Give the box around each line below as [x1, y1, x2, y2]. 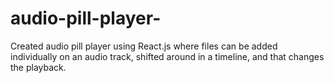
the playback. [10, 61, 67, 73]
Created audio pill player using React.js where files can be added [10, 40, 278, 52]
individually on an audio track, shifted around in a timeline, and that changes [10, 50, 325, 62]
